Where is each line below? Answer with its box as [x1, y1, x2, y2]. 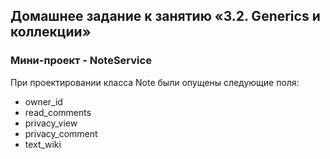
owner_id [24, 95, 63, 108]
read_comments [24, 106, 92, 118]
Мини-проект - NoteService [10, 54, 152, 68]
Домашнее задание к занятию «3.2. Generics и [10, 8, 321, 25]
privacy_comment [24, 127, 98, 139]
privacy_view [24, 117, 78, 129]
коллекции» [10, 24, 92, 41]
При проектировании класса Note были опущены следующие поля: [10, 76, 300, 88]
